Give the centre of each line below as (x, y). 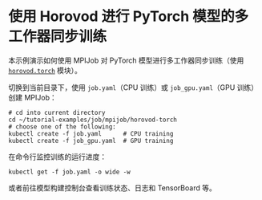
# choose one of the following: (62, 127)
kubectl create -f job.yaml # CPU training (91, 133)
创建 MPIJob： (33, 97)
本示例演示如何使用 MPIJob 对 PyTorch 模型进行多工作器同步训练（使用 (126, 60)
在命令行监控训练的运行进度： (57, 157)
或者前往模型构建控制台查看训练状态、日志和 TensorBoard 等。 (112, 188)
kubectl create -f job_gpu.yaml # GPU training (91, 141)
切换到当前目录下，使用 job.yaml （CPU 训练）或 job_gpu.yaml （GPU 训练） (133, 87)
